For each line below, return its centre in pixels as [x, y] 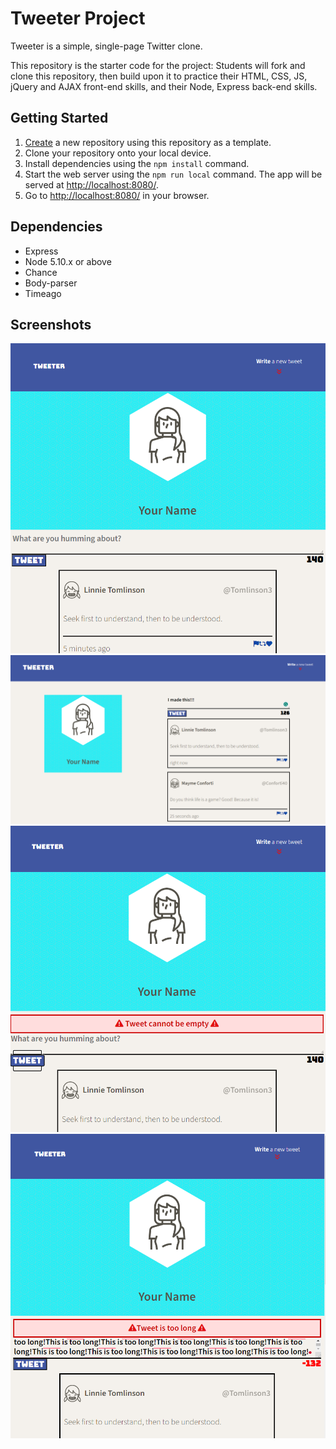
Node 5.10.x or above [68, 261]
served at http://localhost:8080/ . [91, 184]
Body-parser [51, 283]
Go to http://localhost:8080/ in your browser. [117, 195]
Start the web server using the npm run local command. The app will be [173, 174]
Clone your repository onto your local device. [118, 153]
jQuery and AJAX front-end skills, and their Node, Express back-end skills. [164, 86]
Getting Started [59, 118]
